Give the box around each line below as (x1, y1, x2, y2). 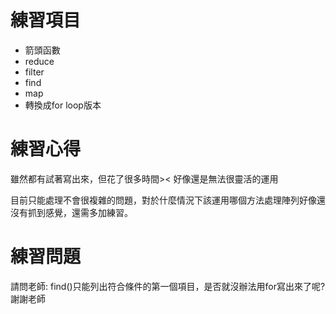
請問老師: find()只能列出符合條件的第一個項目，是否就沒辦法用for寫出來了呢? (10, 280, 326, 292)
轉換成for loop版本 (24, 99, 102, 111)
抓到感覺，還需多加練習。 (27, 206, 133, 218)
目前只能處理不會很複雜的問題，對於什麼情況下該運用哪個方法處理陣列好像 (10, 194, 317, 206)
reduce (24, 55, 55, 67)
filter (24, 66, 45, 78)
